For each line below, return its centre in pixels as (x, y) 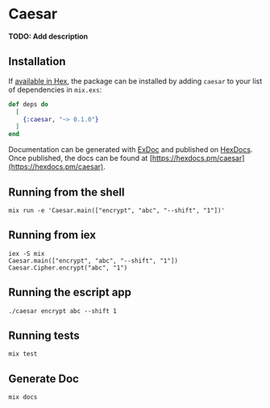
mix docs (23, 398)
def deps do (28, 104)
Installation (37, 62)
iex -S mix (27, 253)
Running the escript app (70, 293)
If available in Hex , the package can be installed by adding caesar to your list (135, 80)
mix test (23, 354)
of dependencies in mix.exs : (55, 89)
